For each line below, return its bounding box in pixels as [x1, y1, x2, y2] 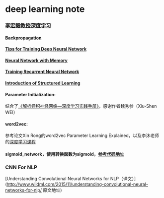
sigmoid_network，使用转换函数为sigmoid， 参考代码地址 [5, 151, 125, 157]
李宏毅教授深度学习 [5, 22, 51, 29]
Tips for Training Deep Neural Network [5, 46, 87, 52]
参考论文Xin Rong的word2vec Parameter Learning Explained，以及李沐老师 [5, 132, 160, 138]
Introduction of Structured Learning [5, 80, 81, 86]
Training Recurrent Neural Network [5, 68, 80, 75]
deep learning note [5, 3, 85, 15]
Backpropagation [5, 35, 42, 41]
